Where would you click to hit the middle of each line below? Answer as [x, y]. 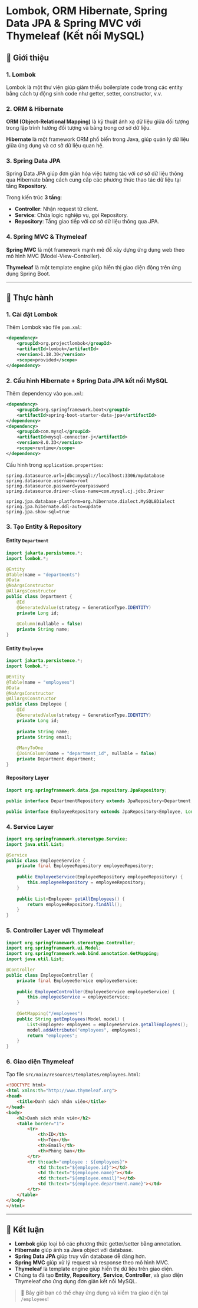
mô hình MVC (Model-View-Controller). [54, 256]
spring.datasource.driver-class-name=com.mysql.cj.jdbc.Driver [85, 491]
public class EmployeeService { [46, 861]
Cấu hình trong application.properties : [55, 464]
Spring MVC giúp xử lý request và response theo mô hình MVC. [92, 1263]
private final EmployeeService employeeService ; [77, 981]
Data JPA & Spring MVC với [74, 23]
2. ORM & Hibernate [35, 108]
